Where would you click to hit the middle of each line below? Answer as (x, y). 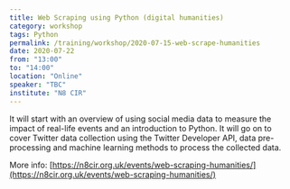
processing (30, 147)
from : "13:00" (36, 59)
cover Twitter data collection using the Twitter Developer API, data (133, 138)
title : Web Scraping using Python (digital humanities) (117, 18)
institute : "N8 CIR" (48, 93)
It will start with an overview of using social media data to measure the (140, 119)
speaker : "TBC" (38, 85)
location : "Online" (46, 76)
